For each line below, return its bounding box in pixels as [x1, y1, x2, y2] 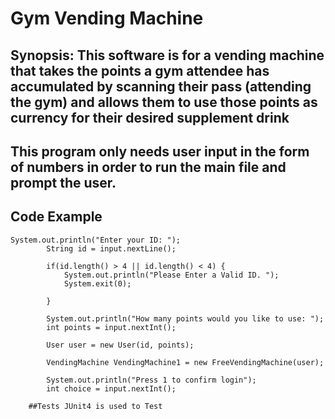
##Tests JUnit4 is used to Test [28, 401, 163, 411]
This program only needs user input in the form [10, 143, 310, 160]
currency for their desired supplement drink [10, 109, 290, 126]
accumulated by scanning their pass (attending [10, 78, 312, 95]
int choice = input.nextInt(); [46, 383, 177, 394]
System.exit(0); [63, 278, 132, 289]
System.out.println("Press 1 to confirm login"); [46, 375, 257, 385]
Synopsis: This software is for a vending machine [10, 47, 325, 64]
